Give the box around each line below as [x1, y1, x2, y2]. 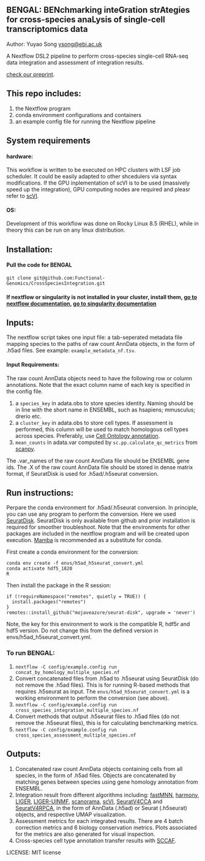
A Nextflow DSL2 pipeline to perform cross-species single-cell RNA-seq [6, 52, 188, 59]
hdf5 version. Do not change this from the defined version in [6, 627, 159, 634]
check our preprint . [6, 71, 55, 78]
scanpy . [15, 445, 35, 453]
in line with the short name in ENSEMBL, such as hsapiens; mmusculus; [15, 406, 196, 413]
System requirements [6, 136, 91, 146]
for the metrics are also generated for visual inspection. [15, 830, 155, 838]
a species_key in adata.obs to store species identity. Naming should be [15, 399, 194, 407]
